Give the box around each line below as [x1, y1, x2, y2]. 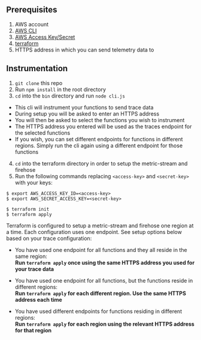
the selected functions [14, 129, 71, 136]
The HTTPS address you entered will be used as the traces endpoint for [14, 123, 192, 130]
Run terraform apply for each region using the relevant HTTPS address [14, 320, 194, 327]
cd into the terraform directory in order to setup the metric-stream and [14, 160, 188, 167]
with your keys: [14, 179, 53, 186]
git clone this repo [14, 79, 63, 86]
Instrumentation [6, 63, 68, 74]
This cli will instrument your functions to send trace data [14, 104, 154, 111]
